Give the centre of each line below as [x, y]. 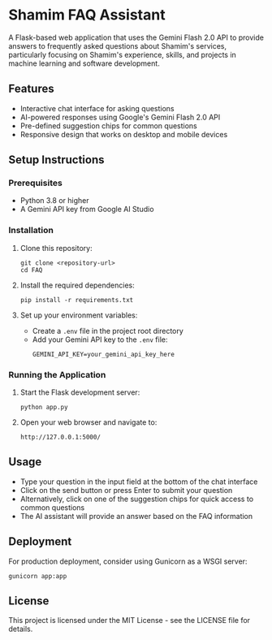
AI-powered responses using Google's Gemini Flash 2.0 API [120, 117]
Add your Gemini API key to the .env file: [100, 339]
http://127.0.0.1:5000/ [60, 437]
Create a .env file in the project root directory [108, 331]
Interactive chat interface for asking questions [97, 108]
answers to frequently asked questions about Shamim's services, [118, 45]
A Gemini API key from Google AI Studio [87, 210]
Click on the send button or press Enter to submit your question [126, 490]
